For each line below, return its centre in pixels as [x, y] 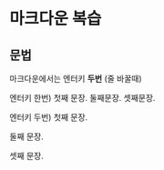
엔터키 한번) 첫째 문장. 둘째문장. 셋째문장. [82, 98]
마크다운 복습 [56, 19]
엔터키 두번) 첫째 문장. [49, 117]
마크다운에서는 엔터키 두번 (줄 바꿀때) [76, 79]
